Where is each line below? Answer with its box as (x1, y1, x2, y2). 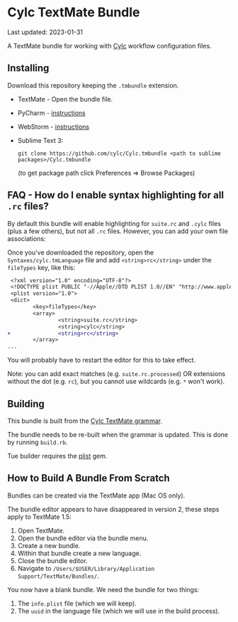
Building (7, 397, 45, 409)
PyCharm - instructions (17, 108, 86, 117)
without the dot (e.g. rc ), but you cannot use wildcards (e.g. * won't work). (7, 377, 225, 386)
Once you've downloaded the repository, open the (7, 248, 154, 257)
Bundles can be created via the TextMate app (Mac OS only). (7, 491, 186, 500)
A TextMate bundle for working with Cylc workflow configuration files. (7, 41, 212, 50)
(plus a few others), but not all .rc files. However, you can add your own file (7, 227, 229, 235)
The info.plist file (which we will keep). (17, 599, 137, 608)
